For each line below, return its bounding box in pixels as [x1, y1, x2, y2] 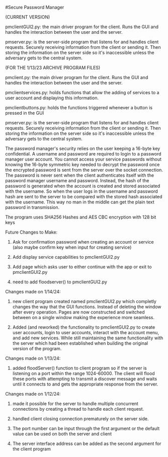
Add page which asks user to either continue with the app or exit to [12, 264, 152, 270]
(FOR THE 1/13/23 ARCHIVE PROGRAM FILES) [5, 65, 101, 70]
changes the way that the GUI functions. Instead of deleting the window [12, 304, 161, 310]
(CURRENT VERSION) [5, 14, 50, 20]
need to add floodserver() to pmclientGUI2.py [12, 279, 107, 285]
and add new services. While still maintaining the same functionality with [12, 335, 163, 341]
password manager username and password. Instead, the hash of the [5, 178, 149, 183]
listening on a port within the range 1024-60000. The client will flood [12, 370, 155, 376]
